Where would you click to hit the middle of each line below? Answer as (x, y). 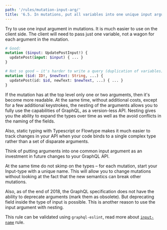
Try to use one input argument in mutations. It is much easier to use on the (81, 28)
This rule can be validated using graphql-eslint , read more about (72, 217)
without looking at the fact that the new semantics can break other (73, 176)
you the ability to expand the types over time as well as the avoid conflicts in (83, 115)
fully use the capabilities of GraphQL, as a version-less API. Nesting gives (81, 111)
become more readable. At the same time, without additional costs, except (81, 100)
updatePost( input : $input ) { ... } (46, 58)
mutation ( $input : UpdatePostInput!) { (46, 53)
